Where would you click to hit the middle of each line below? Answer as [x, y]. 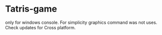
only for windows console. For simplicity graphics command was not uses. [81, 22]
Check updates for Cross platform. [40, 27]
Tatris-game [31, 9]
